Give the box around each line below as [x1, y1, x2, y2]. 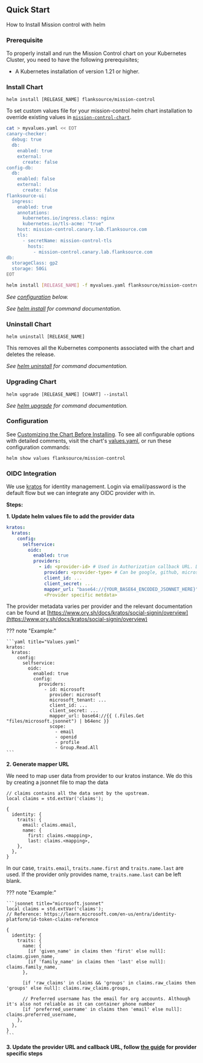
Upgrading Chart [6, 378, 57, 386]
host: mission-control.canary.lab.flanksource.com [17, 227, 147, 233]
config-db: [6, 164, 34, 171]
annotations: [17, 210, 50, 216]
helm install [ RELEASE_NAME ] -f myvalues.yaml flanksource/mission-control [6, 282, 201, 289]
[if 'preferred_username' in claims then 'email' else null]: [22, 1006, 182, 1013]
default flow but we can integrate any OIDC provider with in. [6, 489, 156, 497]
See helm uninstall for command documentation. [6, 363, 128, 370]
